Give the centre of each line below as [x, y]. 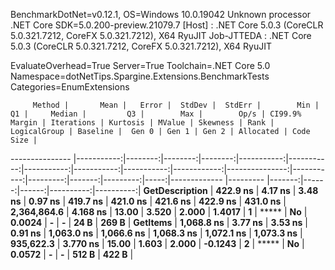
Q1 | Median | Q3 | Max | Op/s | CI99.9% [156, 114]
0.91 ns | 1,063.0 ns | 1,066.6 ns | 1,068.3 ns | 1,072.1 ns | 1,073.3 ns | [156, 233]
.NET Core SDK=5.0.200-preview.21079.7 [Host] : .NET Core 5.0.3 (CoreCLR [167, 25]
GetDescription [175, 190]
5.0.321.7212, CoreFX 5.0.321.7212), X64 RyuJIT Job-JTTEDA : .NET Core [161, 35]
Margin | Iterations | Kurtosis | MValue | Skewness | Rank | [142, 123]
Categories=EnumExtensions [70, 87]
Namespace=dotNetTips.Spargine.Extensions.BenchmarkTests [140, 76]
